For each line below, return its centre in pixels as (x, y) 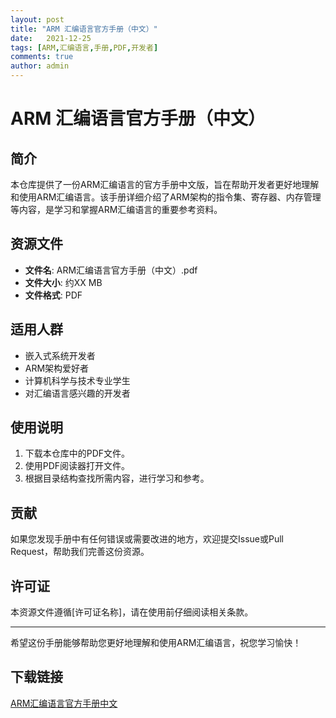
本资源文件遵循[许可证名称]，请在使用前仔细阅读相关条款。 (132, 612)
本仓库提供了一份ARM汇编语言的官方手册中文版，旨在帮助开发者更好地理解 (165, 184)
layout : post (37, 19)
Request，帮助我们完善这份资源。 (80, 552)
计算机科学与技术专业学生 (77, 380)
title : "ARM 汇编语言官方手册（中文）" (84, 29)
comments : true (42, 57)
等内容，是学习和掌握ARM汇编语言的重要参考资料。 (116, 209)
